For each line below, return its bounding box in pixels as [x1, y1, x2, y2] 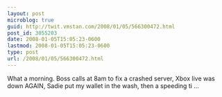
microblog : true [7, 17, 54, 24]
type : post [7, 49, 39, 56]
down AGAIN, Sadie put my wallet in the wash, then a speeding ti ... [7, 81, 200, 90]
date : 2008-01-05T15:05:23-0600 [7, 36, 101, 43]
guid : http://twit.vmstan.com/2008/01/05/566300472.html [7, 23, 176, 30]
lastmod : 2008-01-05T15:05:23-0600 [7, 42, 110, 49]
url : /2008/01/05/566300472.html [7, 55, 104, 62]
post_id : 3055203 [7, 29, 58, 37]
